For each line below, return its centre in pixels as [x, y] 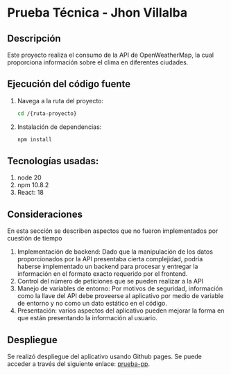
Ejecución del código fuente [69, 84]
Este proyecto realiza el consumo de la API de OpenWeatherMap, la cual [110, 55]
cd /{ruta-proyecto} [47, 113]
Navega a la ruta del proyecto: [60, 101]
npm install [34, 139]
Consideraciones [45, 214]
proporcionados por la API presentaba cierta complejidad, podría [110, 259]
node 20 [29, 177]
